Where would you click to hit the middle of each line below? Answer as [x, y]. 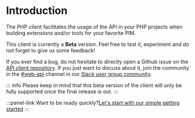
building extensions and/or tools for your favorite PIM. [71, 33]
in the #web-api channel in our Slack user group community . [79, 74]
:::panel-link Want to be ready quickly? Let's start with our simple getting [93, 102]
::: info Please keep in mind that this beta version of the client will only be [94, 85]
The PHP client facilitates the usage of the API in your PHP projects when [94, 27]
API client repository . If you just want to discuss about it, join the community [97, 67]
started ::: [18, 109]
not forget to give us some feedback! [51, 50]
